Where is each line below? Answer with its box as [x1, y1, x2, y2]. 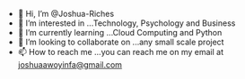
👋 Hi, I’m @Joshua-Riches [17, 9, 115, 19]
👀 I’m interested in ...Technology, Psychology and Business [17, 18, 236, 28]
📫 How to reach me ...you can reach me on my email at [17, 47, 224, 57]
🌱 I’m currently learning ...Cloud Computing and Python [17, 28, 223, 37]
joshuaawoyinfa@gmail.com [17, 59, 123, 70]
